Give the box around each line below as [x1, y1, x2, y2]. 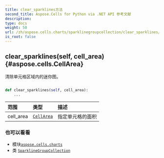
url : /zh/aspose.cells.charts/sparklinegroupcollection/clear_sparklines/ [5, 30, 161, 35]
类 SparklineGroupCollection [12, 147, 71, 153]
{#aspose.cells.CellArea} [5, 60, 84, 68]
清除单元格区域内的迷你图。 [5, 74, 61, 79]
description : [5, 16, 32, 21]
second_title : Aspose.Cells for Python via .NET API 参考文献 [5, 12, 131, 17]
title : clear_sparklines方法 [5, 7, 63, 12]
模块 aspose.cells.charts [12, 141, 62, 147]
